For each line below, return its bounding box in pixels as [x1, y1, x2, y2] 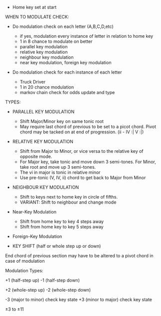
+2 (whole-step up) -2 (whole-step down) [5, 287, 91, 293]
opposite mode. [19, 154, 52, 159]
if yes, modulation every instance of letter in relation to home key [19, 33, 154, 39]
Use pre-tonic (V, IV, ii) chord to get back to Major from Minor [19, 175, 146, 181]
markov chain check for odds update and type [19, 90, 115, 95]
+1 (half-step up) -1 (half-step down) [5, 277, 80, 283]
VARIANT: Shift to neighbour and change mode [19, 199, 117, 205]
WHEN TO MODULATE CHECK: [5, 14, 69, 19]
